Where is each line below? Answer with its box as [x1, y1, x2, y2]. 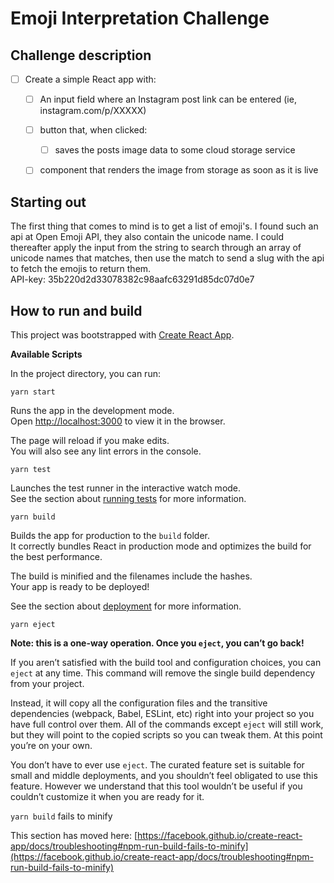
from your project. [10, 677, 85, 689]
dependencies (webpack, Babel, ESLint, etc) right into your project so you [10, 707, 315, 719]
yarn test [10, 464, 52, 474]
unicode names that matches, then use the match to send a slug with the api [10, 252, 325, 264]
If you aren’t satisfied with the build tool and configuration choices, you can [10, 656, 322, 668]
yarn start [10, 387, 56, 397]
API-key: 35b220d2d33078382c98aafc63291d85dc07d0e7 [10, 273, 255, 286]
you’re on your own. [10, 739, 93, 751]
